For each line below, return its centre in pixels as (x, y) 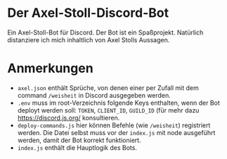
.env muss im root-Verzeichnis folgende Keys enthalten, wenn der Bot (118, 103)
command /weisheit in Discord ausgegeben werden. (94, 95)
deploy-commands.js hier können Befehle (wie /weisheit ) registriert (114, 125)
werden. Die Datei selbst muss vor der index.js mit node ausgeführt (116, 132)
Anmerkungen (50, 69)
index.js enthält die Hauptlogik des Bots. (77, 147)
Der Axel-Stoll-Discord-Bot (88, 13)
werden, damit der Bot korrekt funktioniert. (79, 140)
